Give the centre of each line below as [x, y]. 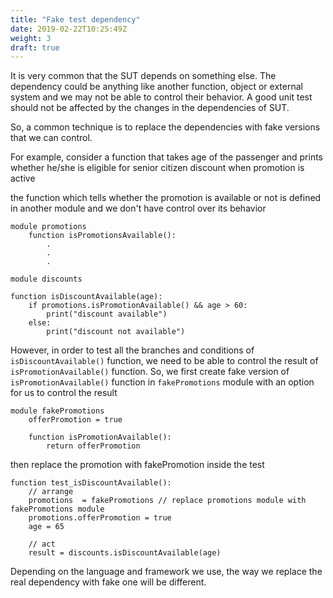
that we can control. [51, 138]
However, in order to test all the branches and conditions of [132, 350]
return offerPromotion [93, 446]
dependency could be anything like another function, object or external [156, 87]
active [23, 178]
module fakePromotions [57, 411]
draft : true [35, 47]
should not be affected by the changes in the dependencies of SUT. [150, 108]
